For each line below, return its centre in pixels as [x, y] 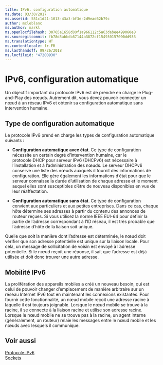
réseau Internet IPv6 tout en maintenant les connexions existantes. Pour [77, 294]
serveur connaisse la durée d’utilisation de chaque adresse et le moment [85, 181]
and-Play [14, 98]
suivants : [15, 141]
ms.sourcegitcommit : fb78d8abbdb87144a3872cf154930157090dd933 [71, 37]
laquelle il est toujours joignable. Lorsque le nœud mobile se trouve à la [76, 304]
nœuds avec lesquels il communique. [43, 325]
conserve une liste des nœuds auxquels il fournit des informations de [81, 171]
